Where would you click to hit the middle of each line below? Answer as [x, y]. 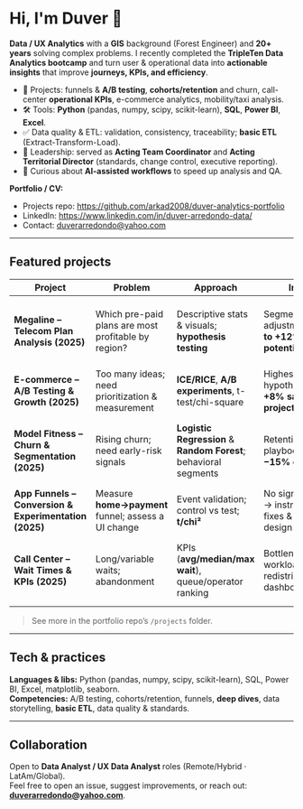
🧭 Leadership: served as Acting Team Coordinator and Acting [138, 152]
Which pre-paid [129, 313]
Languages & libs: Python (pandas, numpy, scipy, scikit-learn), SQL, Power [149, 679]
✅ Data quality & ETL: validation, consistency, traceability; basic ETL [150, 132]
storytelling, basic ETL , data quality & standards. [100, 708]
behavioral [199, 461]
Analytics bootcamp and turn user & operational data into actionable [138, 62]
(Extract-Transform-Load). [72, 142]
